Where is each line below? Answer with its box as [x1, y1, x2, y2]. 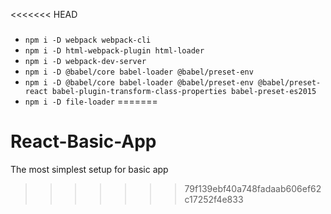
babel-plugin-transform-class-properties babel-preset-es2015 [51, 86, 317, 96]
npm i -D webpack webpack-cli [24, 35, 152, 45]
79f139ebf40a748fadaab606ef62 [184, 182, 322, 194]
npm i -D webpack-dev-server [24, 56, 147, 66]
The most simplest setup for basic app [10, 163, 169, 175]
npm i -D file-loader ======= [24, 95, 158, 107]
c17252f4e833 [184, 193, 244, 205]
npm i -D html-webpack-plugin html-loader [24, 45, 205, 56]
